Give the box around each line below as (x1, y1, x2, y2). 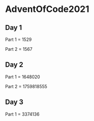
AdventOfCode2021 (5, 3, 90, 15)
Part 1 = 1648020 (5, 74, 40, 80)
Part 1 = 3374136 (5, 111, 40, 117)
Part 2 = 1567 (5, 46, 33, 52)
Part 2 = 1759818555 (5, 83, 47, 89)
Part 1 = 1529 (5, 36, 32, 42)
